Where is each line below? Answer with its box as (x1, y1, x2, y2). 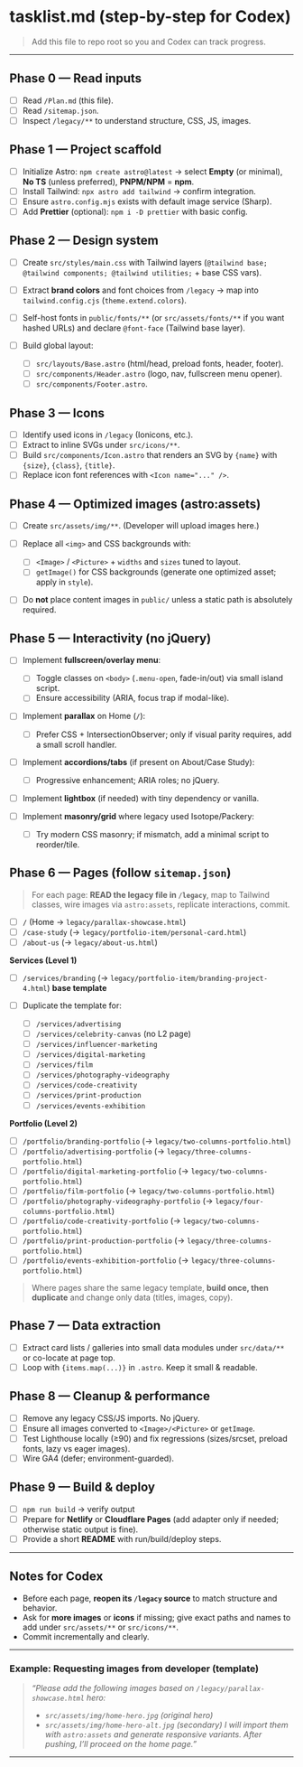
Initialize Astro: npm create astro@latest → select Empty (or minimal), (22, 165, 283, 177)
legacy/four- (215, 1197, 264, 1206)
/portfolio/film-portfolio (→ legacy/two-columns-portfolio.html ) (22, 1185, 275, 1196)
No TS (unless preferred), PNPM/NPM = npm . (22, 176, 195, 187)
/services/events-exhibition (35, 1101, 146, 1110)
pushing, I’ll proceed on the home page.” (44, 1739, 197, 1750)
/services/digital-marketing (35, 1051, 146, 1060)
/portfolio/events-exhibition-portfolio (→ (22, 1255, 189, 1266)
